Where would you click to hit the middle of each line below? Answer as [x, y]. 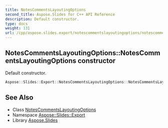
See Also [19, 98]
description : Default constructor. [42, 19]
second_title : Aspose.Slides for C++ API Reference [60, 14]
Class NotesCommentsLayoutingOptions [54, 110]
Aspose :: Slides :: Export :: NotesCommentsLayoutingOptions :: [67, 82]
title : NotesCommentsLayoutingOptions [45, 10]
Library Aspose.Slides [35, 120]
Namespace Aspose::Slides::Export [49, 115]
